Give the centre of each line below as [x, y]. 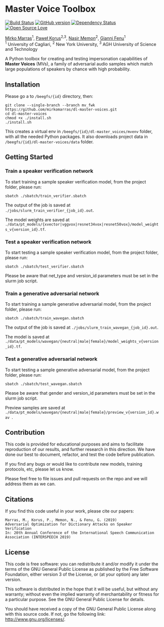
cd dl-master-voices [26, 114]
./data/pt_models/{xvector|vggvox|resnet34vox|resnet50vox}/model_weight [82, 224]
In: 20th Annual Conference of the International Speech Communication [80, 533]
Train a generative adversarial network [52, 293]
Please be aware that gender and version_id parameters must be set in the [80, 393]
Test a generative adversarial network [51, 359]
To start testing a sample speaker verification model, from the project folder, [82, 252]
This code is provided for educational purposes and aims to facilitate [74, 444]
